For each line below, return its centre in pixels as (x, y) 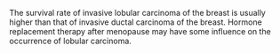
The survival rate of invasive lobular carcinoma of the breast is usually (138, 13)
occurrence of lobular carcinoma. (70, 41)
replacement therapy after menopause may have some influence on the (140, 31)
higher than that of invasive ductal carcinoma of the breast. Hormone (136, 22)
